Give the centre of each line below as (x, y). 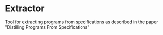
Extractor (25, 9)
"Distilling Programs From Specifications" (47, 27)
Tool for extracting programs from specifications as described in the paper (81, 22)
